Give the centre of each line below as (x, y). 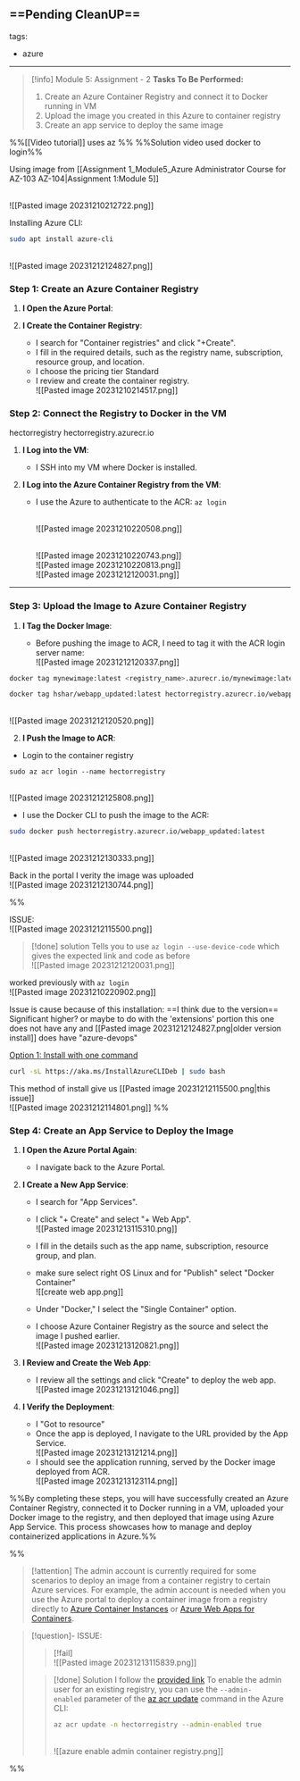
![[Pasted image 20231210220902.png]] (83, 992)
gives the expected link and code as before (110, 956)
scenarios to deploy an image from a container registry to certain (150, 1581)
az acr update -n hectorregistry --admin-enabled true (157, 1725)
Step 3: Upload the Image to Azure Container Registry (128, 606)
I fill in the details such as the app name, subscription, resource (152, 1246)
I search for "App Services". (87, 1202)
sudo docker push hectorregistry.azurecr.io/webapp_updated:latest (137, 832)
